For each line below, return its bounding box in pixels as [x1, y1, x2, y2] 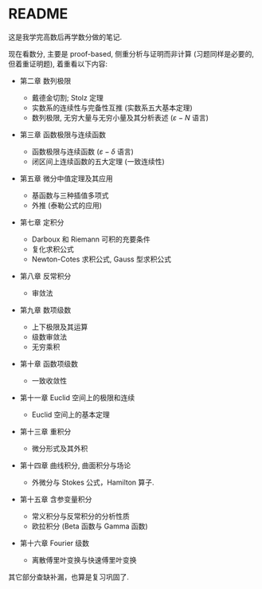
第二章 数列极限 [19, 76, 72, 85]
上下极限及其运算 [31, 322, 88, 332]
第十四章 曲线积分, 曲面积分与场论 [19, 460, 131, 470]
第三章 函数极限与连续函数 [19, 129, 106, 139]
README [8, 5, 68, 23]
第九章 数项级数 [19, 304, 72, 315]
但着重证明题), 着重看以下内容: [8, 59, 108, 69]
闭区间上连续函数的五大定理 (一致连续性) [31, 156, 165, 166]
